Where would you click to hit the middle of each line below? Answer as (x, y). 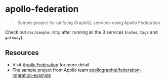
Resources (22, 53)
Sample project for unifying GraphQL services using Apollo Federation (89, 23)
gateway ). (14, 37)
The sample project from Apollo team (50, 70)
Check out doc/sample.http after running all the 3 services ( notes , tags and (82, 32)
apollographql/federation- (115, 70)
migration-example (31, 75)
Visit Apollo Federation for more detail (51, 64)
